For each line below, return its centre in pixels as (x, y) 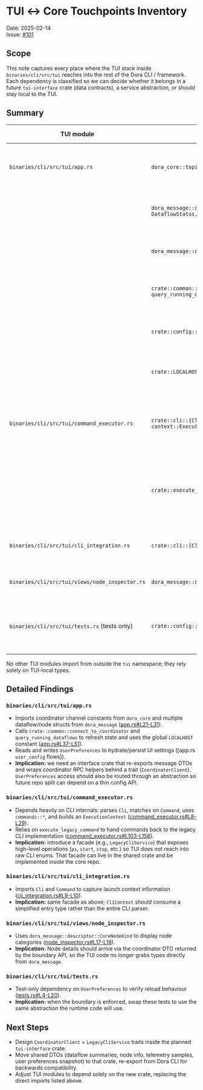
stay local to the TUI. (32, 94)
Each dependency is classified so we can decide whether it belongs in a (96, 81)
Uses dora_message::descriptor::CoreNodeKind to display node (93, 936)
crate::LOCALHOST (176, 372)
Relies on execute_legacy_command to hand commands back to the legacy (105, 829)
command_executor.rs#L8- (163, 816)
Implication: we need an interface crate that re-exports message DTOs (103, 763)
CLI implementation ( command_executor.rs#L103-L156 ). (84, 836)
